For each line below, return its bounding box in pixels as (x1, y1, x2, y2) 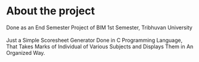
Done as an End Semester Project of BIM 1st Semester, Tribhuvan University (6, 24, 192, 31)
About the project (6, 4, 95, 18)
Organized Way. (6, 49, 46, 56)
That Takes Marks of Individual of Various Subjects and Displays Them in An (6, 43, 194, 50)
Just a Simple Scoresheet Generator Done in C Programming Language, (6, 36, 183, 44)
